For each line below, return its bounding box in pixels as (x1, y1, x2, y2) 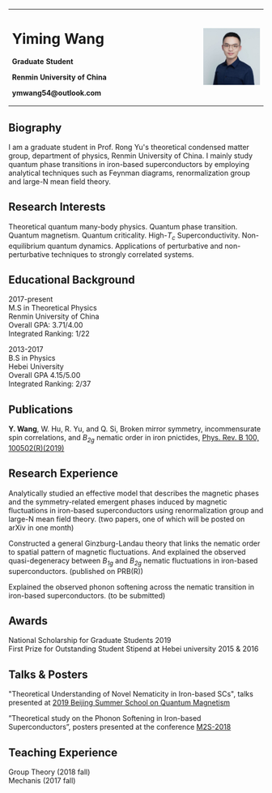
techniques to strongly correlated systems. (51, 249, 194, 259)
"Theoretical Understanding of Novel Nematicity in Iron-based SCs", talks (8, 689, 253, 699)
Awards (8, 614, 49, 628)
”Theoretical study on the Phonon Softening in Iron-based (8, 714, 202, 723)
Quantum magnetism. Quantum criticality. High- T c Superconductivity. (8, 230, 240, 242)
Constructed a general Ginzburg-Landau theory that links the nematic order (8, 538, 261, 548)
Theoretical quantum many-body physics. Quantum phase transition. (8, 221, 238, 231)
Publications (8, 402, 74, 416)
